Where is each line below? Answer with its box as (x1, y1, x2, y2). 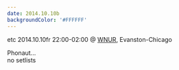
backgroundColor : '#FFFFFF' (7, 16, 88, 23)
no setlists (7, 56, 36, 64)
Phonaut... (7, 49, 36, 57)
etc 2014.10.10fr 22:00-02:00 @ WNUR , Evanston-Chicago (7, 35, 173, 43)
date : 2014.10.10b (7, 10, 60, 17)
